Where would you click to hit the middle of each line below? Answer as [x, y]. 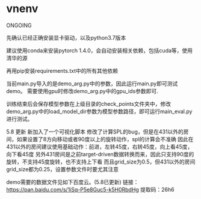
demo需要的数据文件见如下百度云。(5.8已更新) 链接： [73, 182]
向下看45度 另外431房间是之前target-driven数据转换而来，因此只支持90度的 [100, 154]
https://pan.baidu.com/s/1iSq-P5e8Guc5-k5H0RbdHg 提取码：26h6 [90, 189]
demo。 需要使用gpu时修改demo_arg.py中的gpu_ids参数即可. [82, 91]
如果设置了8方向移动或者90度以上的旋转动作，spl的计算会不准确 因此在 [105, 139]
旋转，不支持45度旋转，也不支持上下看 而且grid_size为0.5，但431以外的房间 [101, 162]
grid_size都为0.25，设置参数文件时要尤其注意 [63, 169]
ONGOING [19, 25]
